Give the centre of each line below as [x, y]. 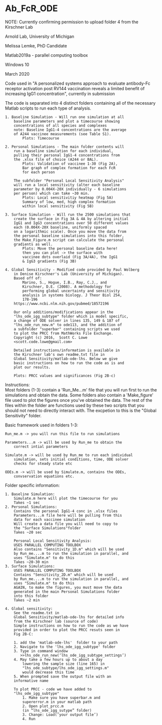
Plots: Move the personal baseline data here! [70, 248]
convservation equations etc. [44, 476]
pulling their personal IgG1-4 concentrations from [67, 155]
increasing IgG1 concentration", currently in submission [60, 94]
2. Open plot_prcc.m [43, 706]
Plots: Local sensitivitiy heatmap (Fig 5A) [68, 197]
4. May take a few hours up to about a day [58, 660]
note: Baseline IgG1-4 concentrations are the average [70, 130]
